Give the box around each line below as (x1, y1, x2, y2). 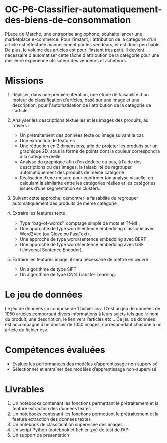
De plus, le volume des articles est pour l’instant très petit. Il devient (5, 47, 145, 53)
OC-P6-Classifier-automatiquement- (5, 4, 162, 15)
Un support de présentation (12, 432, 70, 438)
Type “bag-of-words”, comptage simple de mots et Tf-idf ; (19, 219, 140, 226)
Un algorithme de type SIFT (19, 266, 77, 272)
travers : (12, 122, 30, 128)
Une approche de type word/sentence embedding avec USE (19, 241, 144, 247)
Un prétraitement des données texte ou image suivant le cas (19, 132, 144, 138)
